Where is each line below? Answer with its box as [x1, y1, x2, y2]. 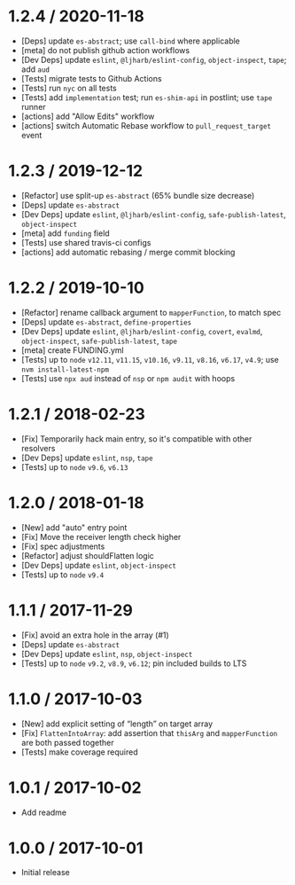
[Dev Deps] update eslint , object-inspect [20, 560, 176, 570]
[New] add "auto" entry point [20, 521, 128, 533]
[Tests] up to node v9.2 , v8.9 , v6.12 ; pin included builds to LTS [20, 658, 247, 669]
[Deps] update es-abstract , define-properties [20, 317, 192, 327]
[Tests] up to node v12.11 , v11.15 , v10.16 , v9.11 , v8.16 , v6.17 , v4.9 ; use [20, 354, 280, 364]
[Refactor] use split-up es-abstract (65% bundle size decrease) [20, 190, 255, 200]
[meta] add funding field [20, 228, 110, 239]
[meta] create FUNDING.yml [20, 344, 125, 356]
